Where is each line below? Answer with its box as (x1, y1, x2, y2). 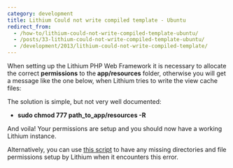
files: (7, 84, 22, 92)
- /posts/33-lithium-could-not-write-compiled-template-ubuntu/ (13, 36, 205, 43)
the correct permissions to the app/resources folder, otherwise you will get (7, 69, 226, 77)
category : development (7, 10, 73, 17)
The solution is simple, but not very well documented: (7, 98, 162, 105)
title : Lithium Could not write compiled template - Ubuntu (7, 17, 187, 24)
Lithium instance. (7, 132, 57, 140)
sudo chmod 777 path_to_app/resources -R (17, 111, 146, 119)
